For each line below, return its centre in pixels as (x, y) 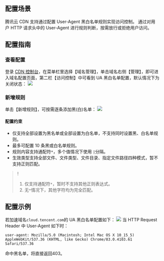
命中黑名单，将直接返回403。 (35, 253)
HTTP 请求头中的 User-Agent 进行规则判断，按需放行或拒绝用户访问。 (81, 27)
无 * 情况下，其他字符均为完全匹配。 (60, 190)
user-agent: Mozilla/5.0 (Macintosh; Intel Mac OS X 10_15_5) (70, 235)
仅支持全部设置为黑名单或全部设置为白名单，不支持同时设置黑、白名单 (83, 133)
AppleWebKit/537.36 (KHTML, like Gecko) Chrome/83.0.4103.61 (69, 239)
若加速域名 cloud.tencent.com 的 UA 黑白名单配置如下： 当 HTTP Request (81, 219)
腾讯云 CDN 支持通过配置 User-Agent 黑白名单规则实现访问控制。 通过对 (78, 22)
